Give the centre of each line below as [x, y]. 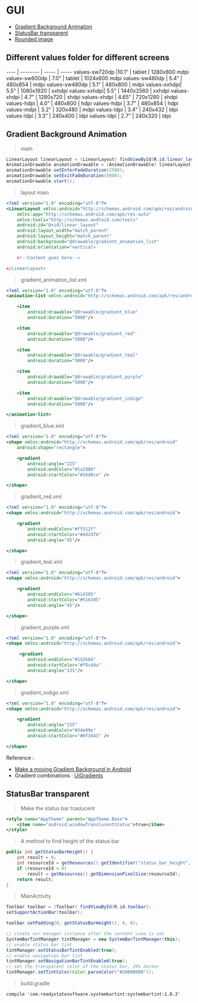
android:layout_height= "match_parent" [64, 236]
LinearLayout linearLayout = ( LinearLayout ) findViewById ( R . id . [87, 159]
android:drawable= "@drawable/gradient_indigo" [85, 399]
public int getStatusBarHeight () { [50, 852]
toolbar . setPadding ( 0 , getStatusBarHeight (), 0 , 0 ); [72, 923]
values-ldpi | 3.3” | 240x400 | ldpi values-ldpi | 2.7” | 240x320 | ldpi [89, 116]
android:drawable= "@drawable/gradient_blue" [83, 312]
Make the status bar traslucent [58, 808]
